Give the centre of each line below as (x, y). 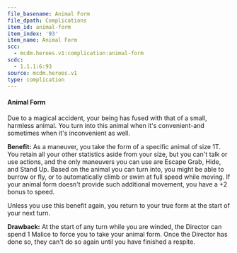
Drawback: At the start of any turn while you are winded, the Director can (115, 226)
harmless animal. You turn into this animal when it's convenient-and (106, 125)
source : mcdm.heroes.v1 (42, 73)
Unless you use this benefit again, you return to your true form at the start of (118, 205)
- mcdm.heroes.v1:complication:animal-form (79, 54)
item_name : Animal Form (42, 40)
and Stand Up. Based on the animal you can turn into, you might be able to (116, 169)
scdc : (15, 60)
